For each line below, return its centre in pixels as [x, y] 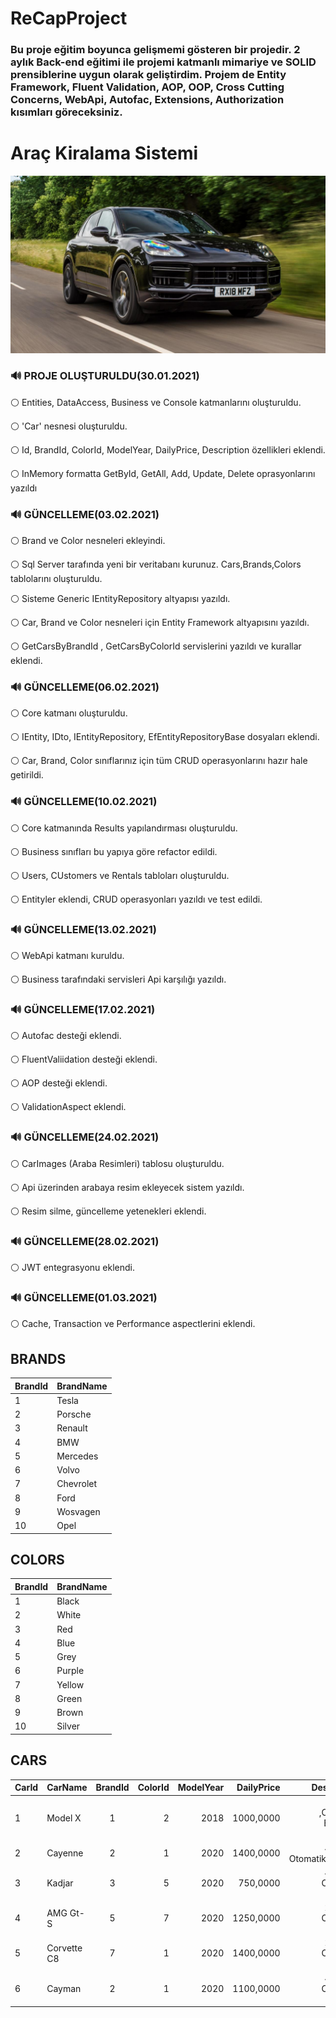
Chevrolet [77, 1484]
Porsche [74, 1414]
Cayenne [65, 1853]
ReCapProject [69, 18]
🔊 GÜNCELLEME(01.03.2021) [84, 1297]
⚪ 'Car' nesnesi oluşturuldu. [69, 426]
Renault [72, 1428]
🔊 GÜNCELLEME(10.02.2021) [84, 802]
